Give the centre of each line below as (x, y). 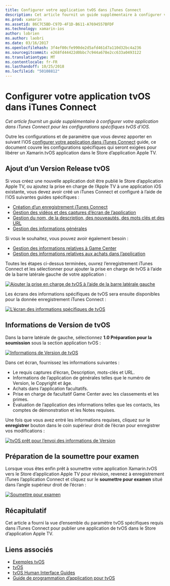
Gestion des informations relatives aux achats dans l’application (79, 253)
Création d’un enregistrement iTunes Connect (60, 207)
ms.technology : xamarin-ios (35, 29)
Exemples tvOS (28, 562)
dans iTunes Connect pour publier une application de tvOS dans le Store (80, 528)
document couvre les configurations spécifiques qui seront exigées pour (81, 147)
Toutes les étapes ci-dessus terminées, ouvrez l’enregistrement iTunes (79, 263)
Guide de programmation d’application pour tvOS (64, 578)
